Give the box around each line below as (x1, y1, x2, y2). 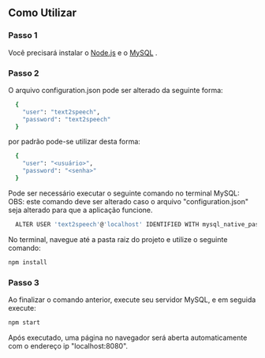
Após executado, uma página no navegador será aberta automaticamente (8, 333, 248, 342)
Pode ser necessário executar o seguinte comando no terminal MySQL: (8, 188, 241, 198)
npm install (8, 258, 47, 267)
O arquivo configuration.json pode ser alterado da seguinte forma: (8, 85, 223, 95)
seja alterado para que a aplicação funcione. (8, 205, 153, 214)
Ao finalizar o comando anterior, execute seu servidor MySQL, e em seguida (8, 295, 256, 304)
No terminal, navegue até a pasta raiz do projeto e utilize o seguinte (8, 234, 228, 244)
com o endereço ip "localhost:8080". (8, 341, 129, 350)
